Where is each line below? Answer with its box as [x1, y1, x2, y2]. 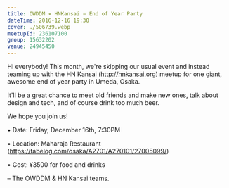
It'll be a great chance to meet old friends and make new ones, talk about [7, 91, 219, 99]
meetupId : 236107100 [7, 30, 68, 37]
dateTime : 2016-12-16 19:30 [7, 17, 90, 24]
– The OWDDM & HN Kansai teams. [7, 174, 110, 182]
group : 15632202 [7, 37, 55, 44]
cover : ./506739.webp [7, 23, 71, 30]
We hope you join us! [7, 112, 68, 120]
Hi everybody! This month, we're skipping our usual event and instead [7, 63, 210, 70]
